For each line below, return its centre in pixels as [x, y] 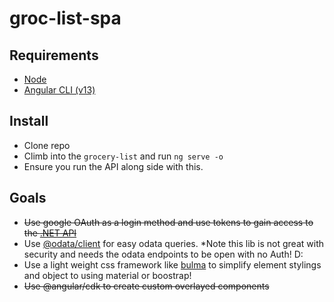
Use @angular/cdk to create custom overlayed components [146, 286]
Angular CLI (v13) [59, 90]
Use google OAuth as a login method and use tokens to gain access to [168, 222]
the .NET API [50, 233]
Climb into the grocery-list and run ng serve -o [123, 156]
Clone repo [47, 145]
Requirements [54, 55]
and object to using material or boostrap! [107, 275]
